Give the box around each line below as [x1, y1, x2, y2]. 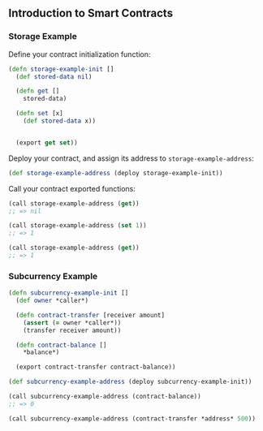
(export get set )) [15, 138, 79, 147]
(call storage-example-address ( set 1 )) [8, 222, 148, 230]
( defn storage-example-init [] [8, 65, 114, 73]
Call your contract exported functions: [8, 183, 136, 193]
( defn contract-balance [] [15, 341, 107, 349]
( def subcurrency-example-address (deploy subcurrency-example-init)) [8, 377, 252, 386]
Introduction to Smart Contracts [8, 6, 173, 20]
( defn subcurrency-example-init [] [8, 289, 129, 297]
